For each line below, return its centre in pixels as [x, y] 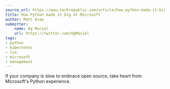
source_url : [18, 10]
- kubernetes [19, 48]
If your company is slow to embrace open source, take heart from [74, 76]
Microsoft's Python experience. [38, 81]
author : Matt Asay [25, 19]
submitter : [17, 24]
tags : [11, 38]
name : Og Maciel [32, 29]
